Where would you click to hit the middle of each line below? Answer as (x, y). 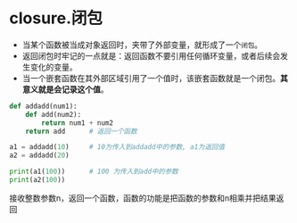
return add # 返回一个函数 (81, 131)
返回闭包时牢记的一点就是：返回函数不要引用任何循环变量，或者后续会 (151, 55)
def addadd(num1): (43, 106)
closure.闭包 (56, 18)
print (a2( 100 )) (37, 180)
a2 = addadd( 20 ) (39, 156)
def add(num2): (54, 114)
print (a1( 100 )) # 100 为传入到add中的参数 (94, 172)
